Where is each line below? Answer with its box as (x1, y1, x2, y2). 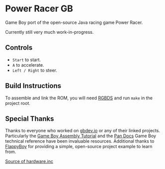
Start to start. (12, 57, 41, 63)
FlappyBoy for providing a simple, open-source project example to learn (5, 144, 153, 150)
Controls (5, 43, 33, 52)
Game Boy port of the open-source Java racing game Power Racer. (5, 19, 143, 25)
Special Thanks (5, 114, 54, 123)
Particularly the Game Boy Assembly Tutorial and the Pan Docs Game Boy (5, 133, 157, 139)
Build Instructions (5, 82, 62, 90)
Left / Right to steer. (12, 67, 58, 73)
